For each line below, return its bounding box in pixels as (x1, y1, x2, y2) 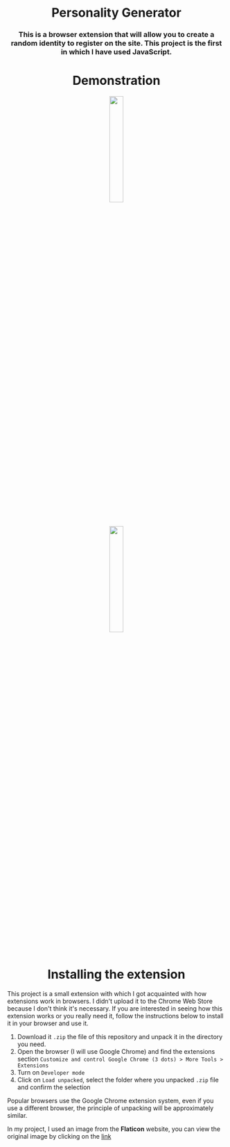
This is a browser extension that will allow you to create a (18, 30, 215, 40)
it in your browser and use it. (7, 1019, 89, 1027)
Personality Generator (51, 5, 182, 21)
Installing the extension (47, 967, 186, 982)
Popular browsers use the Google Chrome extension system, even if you (7, 1096, 214, 1105)
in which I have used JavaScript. (60, 47, 172, 57)
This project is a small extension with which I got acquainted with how (7, 989, 206, 997)
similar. (7, 1111, 28, 1119)
